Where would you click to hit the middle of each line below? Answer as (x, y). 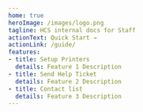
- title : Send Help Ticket (53, 74)
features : (24, 52)
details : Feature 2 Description (69, 81)
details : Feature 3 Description (69, 96)
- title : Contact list (45, 89)
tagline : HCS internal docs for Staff (72, 30)
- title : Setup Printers (49, 60)
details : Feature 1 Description (69, 67)
